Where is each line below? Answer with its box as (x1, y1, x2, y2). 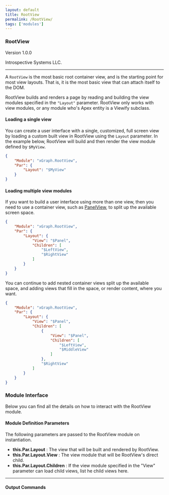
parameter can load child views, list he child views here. (12, 468, 129, 474)
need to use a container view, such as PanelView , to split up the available (5, 204, 157, 210)
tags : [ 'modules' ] (5, 21, 44, 27)
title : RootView (5, 12, 39, 17)
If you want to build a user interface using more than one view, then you (5, 199, 154, 205)
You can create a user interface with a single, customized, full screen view (5, 127, 159, 133)
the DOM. (5, 84, 25, 91)
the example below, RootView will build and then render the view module (5, 138, 156, 144)
